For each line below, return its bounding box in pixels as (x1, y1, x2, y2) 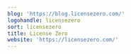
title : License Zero (7, 29, 69, 37)
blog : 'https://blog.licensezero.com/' (7, 10, 125, 18)
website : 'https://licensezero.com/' (7, 36, 119, 43)
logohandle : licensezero (7, 17, 81, 24)
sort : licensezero (7, 23, 62, 30)
